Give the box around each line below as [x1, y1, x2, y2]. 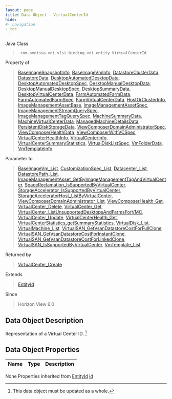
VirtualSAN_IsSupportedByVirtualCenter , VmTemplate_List [17, 242, 141, 248]
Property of [5, 59, 30, 66]
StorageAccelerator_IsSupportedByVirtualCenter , [17, 187, 122, 194]
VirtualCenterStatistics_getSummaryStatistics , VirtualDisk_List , [17, 220, 150, 226]
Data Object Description [5, 316, 83, 325]
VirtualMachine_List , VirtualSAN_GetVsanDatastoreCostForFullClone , [17, 225, 163, 232]
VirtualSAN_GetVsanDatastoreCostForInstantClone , [17, 231, 126, 237]
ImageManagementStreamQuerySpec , [17, 108, 99, 114]
